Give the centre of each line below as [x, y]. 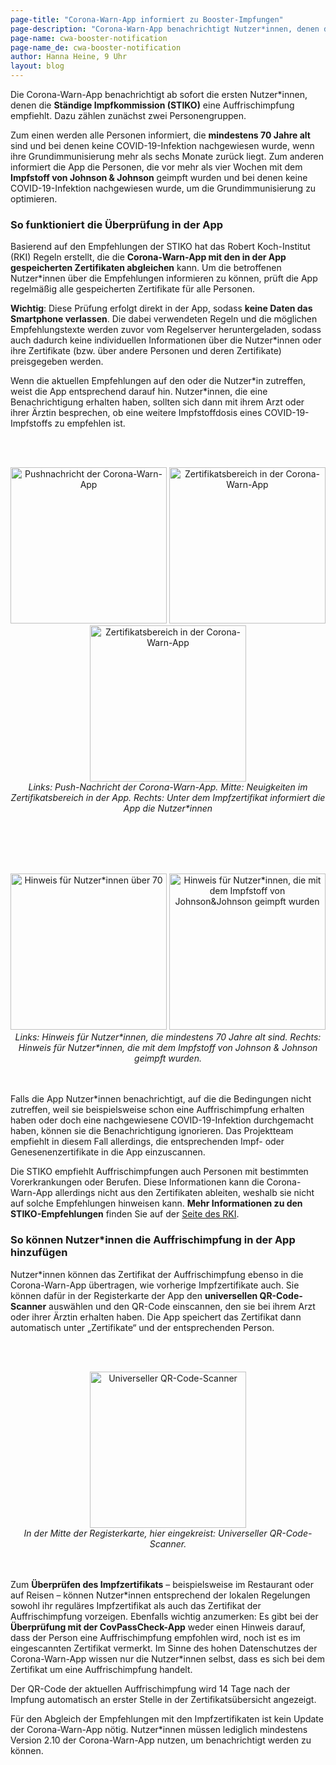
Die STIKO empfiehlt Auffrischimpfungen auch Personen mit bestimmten [159, 1172]
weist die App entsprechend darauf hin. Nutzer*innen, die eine [139, 392]
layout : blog [37, 66]
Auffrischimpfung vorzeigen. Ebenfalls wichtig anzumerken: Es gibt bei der [164, 1616]
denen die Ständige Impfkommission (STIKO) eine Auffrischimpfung [152, 105]
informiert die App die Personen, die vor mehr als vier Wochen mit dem [156, 167]
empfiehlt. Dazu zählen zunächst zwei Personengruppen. [128, 115]
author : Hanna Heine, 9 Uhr [69, 57]
